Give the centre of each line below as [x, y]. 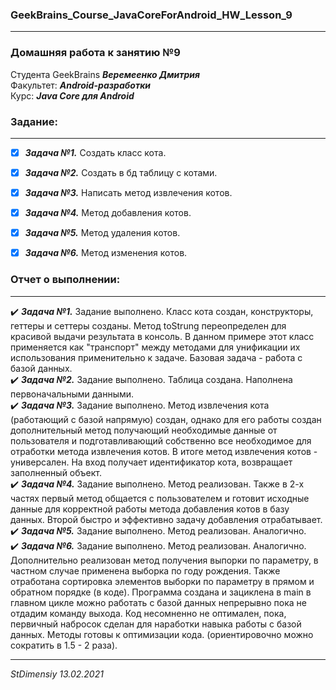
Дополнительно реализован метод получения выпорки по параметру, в [164, 560]
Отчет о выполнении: [65, 280]
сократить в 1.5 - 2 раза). [64, 645]
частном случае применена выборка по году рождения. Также [145, 570]
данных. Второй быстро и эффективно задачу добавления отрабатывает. [166, 519]
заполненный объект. [56, 472]
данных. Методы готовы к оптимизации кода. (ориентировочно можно [162, 634]
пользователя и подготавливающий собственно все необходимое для [161, 440]
